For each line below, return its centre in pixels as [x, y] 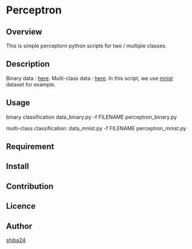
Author [19, 226]
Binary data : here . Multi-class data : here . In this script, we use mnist [90, 78]
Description [28, 64]
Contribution [30, 186]
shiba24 [16, 240]
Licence [21, 206]
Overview [24, 32]
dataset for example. [31, 84]
